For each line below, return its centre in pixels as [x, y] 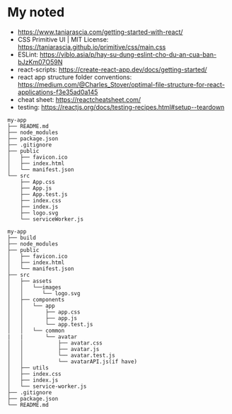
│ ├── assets [30, 281]
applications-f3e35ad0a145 [58, 92]
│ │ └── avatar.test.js [61, 355]
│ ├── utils [28, 368]
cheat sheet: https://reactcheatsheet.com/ [79, 99]
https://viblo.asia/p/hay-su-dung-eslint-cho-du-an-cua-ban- [128, 54]
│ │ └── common [36, 330]
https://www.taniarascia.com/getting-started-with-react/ [100, 32]
